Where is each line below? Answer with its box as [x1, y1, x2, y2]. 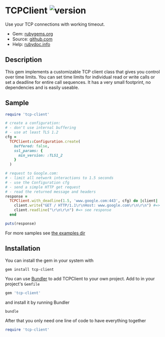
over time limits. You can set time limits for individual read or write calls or [5, 74, 155, 80]
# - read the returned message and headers [5, 189, 96, 194]
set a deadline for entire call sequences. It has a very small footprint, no [5, 79, 151, 85]
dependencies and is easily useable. [5, 84, 80, 90]
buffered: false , [14, 144, 50, 149]
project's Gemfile [5, 281, 40, 287]
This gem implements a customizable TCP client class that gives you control [5, 69, 160, 75]
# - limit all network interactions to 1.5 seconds [5, 176, 114, 181]
